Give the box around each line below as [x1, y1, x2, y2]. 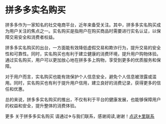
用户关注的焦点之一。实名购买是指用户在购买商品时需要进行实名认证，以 [9, 28, 157, 34]
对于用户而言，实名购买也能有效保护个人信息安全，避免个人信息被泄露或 [5, 74, 152, 80]
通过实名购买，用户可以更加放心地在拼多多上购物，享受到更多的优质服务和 [5, 57, 157, 63]
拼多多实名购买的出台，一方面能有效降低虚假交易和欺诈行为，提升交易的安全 [5, 44, 161, 50]
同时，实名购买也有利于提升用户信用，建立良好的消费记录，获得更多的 [13, 80, 157, 85]
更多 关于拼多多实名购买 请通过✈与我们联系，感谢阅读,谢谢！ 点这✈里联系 [5, 113, 155, 119]
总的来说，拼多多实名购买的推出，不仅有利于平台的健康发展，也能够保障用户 [5, 96, 161, 102]
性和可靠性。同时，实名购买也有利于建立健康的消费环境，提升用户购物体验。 [5, 50, 161, 57]
